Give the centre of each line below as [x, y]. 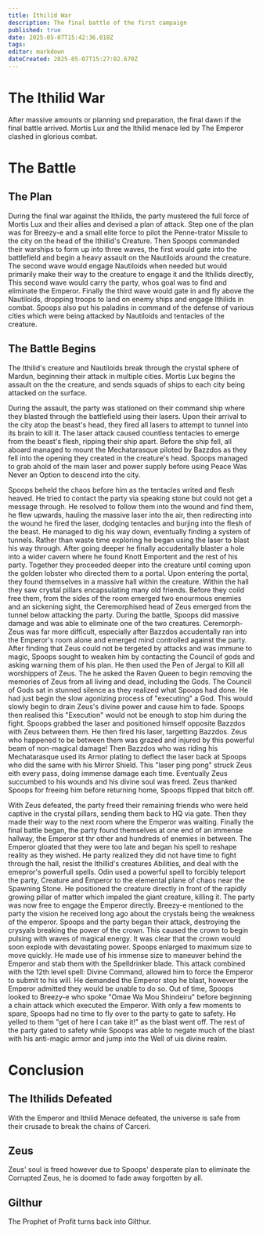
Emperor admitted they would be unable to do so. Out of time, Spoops [121, 988]
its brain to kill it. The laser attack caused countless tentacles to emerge [124, 433]
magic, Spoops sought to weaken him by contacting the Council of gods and [131, 657]
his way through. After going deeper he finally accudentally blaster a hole [126, 548]
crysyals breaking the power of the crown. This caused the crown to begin [128, 930]
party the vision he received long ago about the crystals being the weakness [131, 913]
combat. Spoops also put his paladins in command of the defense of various [131, 308]
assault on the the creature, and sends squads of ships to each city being [126, 384]
